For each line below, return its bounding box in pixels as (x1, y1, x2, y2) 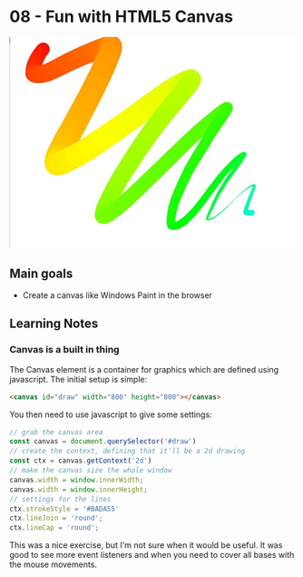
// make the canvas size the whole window (9, 466, 172, 475)
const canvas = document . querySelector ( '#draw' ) (9, 437, 197, 446)
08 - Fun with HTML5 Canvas (9, 6, 234, 27)
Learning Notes (9, 316, 99, 332)
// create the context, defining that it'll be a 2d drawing (9, 447, 246, 456)
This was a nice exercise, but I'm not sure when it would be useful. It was (9, 540, 283, 551)
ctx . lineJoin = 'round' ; (9, 513, 103, 523)
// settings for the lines (9, 494, 112, 503)
